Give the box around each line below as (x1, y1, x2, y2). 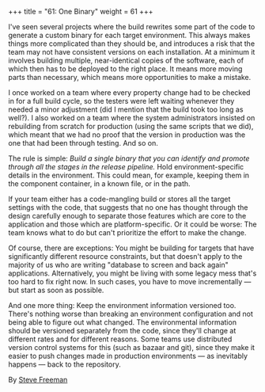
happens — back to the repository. (8, 360, 121, 369)
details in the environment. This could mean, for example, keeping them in (8, 170, 250, 180)
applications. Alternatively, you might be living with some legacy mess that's (8, 268, 257, 278)
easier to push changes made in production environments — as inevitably (8, 352, 248, 360)
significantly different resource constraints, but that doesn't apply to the (8, 252, 243, 261)
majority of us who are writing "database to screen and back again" (8, 261, 229, 269)
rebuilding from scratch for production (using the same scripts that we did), (8, 122, 254, 131)
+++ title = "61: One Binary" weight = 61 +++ (8, 7, 153, 16)
